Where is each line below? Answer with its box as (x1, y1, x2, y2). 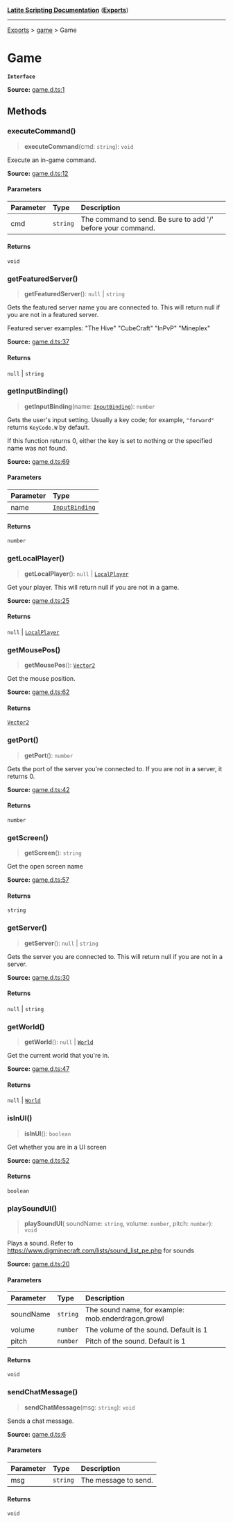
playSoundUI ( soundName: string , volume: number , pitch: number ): (24, 1220, 214, 1228)
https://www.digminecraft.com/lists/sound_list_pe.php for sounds (7, 1246, 194, 1255)
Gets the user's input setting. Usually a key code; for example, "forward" (7, 415, 215, 424)
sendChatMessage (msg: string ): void (24, 1403, 135, 1411)
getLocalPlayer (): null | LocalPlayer (24, 570, 130, 578)
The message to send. (80, 1475, 154, 1485)
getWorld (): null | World (24, 1038, 94, 1046)
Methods (7, 106, 47, 118)
